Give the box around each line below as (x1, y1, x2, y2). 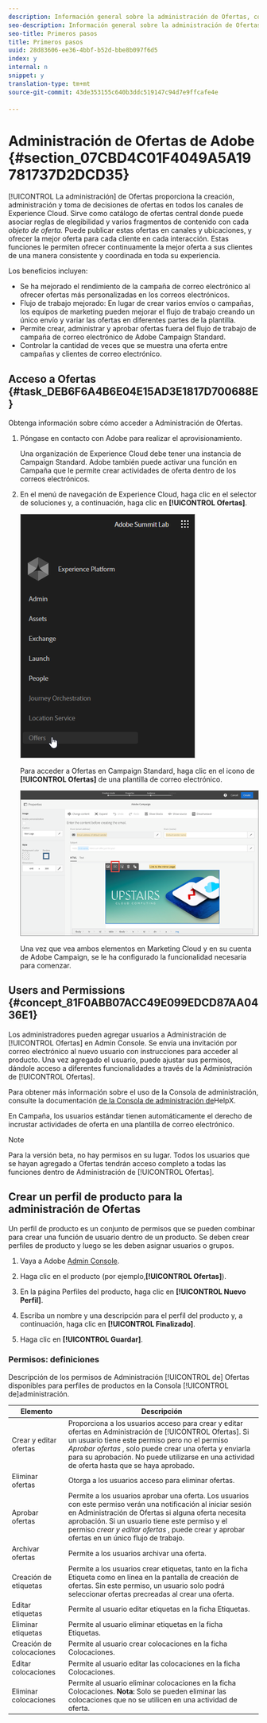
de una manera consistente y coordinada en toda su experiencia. (8, 251, 221, 261)
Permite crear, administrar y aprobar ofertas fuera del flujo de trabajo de (19, 324, 257, 334)
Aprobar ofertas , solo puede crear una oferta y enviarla (68, 1443, 251, 1453)
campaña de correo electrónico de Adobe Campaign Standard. (19, 332, 226, 342)
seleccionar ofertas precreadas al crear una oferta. (68, 1589, 234, 1598)
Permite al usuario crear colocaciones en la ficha (68, 1639, 228, 1648)
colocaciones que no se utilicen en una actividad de (68, 1694, 238, 1704)
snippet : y (8, 71, 44, 79)
